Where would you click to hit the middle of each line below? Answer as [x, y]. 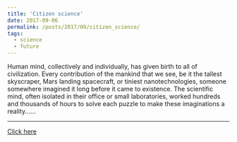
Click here [22, 131]
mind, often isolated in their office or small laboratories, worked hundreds [114, 96]
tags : [15, 33]
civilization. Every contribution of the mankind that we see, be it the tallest [115, 74]
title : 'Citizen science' [45, 14]
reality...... [22, 111]
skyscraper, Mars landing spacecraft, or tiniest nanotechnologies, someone [117, 81]
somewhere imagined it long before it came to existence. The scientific [110, 89]
